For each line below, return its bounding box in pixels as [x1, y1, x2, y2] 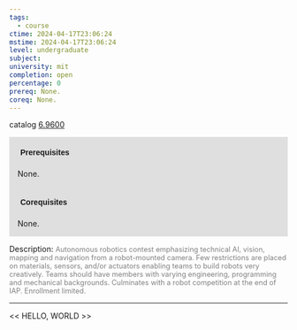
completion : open [9, 71, 73, 80]
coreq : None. [9, 95, 57, 104]
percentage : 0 [9, 79, 62, 88]
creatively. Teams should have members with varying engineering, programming [9, 270, 277, 280]
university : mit [9, 63, 69, 72]
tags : [9, 12, 29, 22]
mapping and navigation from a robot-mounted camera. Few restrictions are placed [9, 253, 287, 263]
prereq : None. [9, 87, 62, 96]
